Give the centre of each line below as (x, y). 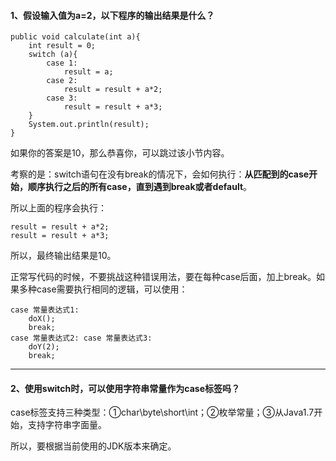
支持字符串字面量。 (67, 425)
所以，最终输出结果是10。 (63, 256)
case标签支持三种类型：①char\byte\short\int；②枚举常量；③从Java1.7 (162, 412)
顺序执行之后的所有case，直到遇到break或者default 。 (140, 187)
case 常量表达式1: (45, 310)
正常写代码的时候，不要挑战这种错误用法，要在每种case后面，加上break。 (163, 277)
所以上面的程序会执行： (58, 208)
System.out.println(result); (89, 125)
